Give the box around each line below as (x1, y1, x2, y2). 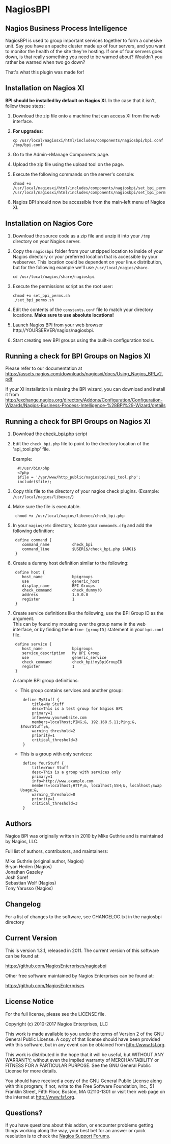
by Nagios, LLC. (5, 839, 39, 845)
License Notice (5, 997, 54, 1006)
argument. (12, 615, 35, 622)
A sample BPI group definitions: (12, 678, 79, 684)
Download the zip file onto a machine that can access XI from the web (12, 112, 160, 118)
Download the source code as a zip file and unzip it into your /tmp (12, 232, 151, 239)
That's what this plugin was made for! (5, 69, 84, 75)
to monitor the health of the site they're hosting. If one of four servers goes (5, 49, 163, 54)
